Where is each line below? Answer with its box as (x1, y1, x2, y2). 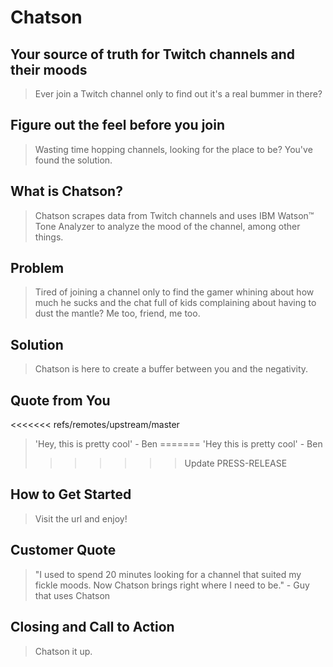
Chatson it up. (34, 645, 93, 657)
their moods (10, 61, 88, 78)
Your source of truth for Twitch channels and (10, 46, 296, 63)
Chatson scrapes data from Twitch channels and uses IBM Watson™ (34, 209, 315, 221)
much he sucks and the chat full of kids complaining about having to (34, 297, 317, 309)
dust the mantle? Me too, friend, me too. (34, 307, 201, 320)
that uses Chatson (34, 589, 111, 601)
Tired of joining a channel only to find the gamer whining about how (34, 286, 315, 298)
